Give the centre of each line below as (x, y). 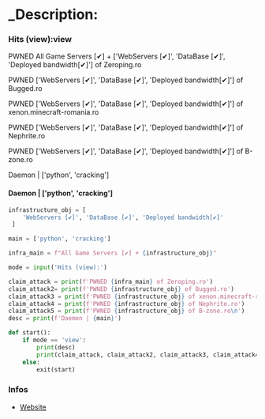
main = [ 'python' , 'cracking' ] (60, 239)
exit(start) (56, 369)
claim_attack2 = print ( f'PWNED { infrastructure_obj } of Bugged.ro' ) (121, 289)
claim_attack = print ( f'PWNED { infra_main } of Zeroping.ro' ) (111, 281)
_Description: (53, 15)
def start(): (30, 333)
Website (33, 407)
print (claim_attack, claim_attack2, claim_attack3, (123, 355)
